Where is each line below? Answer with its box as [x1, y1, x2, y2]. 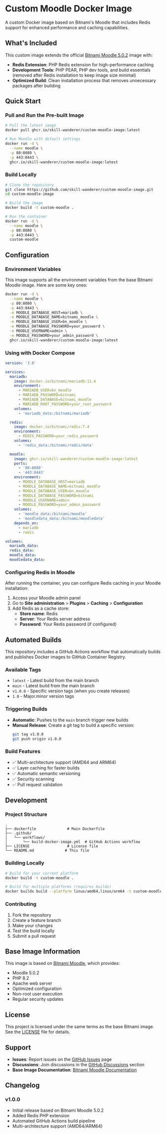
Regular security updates [12, 996, 64, 1002]
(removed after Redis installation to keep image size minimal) [12, 72, 136, 78]
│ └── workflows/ [5, 835, 45, 840]
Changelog [5, 1081, 40, 1089]
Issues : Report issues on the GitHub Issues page [12, 1056, 112, 1062]
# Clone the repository [5, 182, 54, 187]
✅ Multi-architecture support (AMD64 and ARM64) [12, 759, 116, 765]
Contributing [5, 901, 37, 907]
